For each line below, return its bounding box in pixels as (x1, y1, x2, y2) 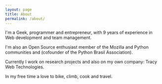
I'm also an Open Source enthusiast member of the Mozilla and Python (5, 44, 149, 50)
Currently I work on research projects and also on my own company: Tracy (5, 59, 157, 65)
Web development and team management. (5, 35, 92, 41)
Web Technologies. (5, 64, 44, 70)
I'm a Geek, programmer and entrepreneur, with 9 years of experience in (5, 30, 153, 36)
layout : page (5, 7, 32, 12)
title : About (5, 12, 32, 17)
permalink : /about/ (5, 16, 45, 21)
